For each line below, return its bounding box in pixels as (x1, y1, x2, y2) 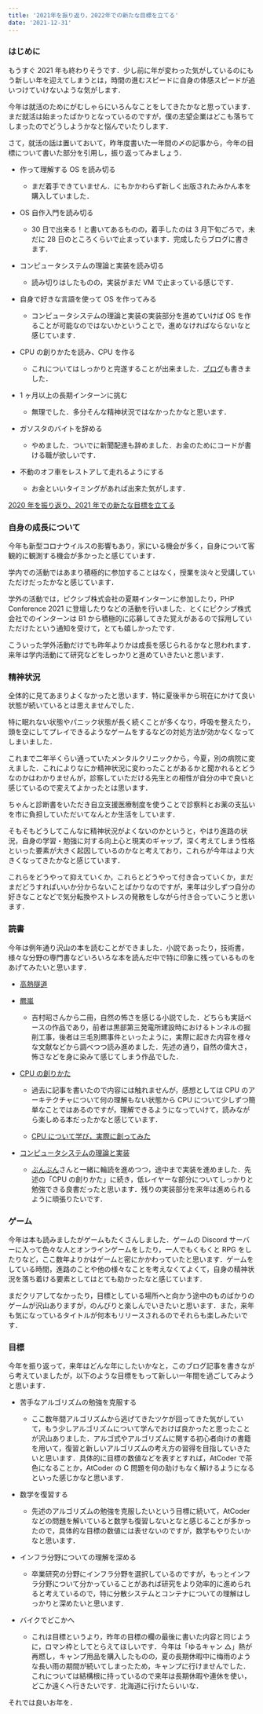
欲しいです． (58, 450, 100, 459)
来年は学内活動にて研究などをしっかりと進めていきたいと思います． (8, 650, 228, 660)
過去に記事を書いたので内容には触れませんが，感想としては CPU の (31, 1085, 249, 1095)
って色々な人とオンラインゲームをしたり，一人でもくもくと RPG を (28, 1244, 246, 1254)
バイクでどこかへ (19, 1615, 75, 1625)
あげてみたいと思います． (8, 963, 91, 972)
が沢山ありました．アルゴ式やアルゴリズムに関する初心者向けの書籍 (31, 1434, 251, 1443)
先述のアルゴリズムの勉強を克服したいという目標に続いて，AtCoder (31, 1507, 250, 1516)
